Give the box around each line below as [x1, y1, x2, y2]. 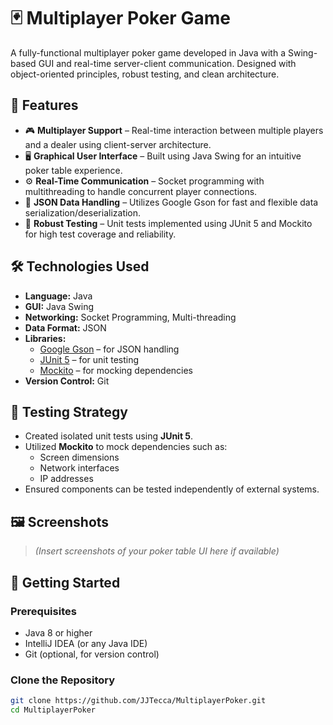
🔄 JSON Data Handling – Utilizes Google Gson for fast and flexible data [24, 196, 319, 208]
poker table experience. [24, 164, 123, 176]
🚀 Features [10, 97, 79, 114]
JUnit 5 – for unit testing [39, 353, 140, 365]
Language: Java [24, 290, 93, 302]
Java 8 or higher [24, 626, 93, 639]
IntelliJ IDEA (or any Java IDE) [24, 637, 148, 649]
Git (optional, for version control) [24, 648, 160, 660]
